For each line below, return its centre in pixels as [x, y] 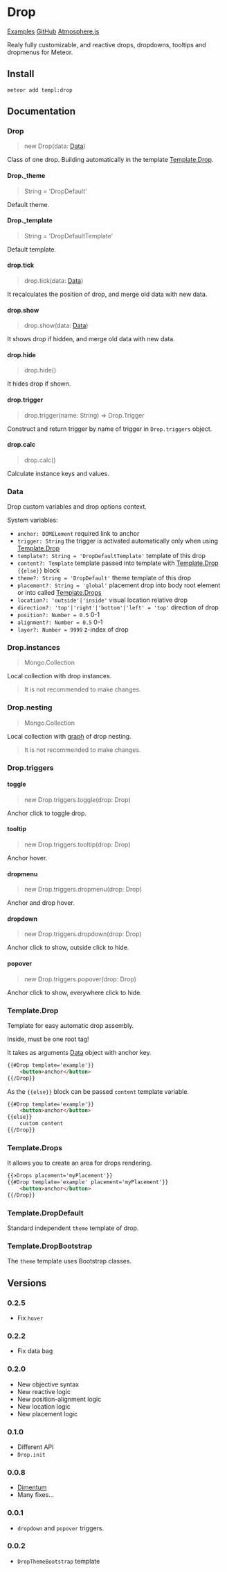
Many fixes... [35, 1495]
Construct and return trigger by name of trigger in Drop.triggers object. [110, 429]
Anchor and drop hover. [41, 903]
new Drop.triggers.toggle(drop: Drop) [78, 799]
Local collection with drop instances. [60, 676]
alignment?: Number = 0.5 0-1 [60, 622]
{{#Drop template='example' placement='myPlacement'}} [88, 1182]
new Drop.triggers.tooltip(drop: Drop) [77, 844]
